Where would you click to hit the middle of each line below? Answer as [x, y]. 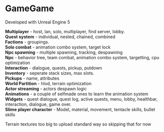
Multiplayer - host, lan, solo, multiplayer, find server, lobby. [65, 31]
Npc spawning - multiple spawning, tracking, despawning [64, 52]
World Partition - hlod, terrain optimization [48, 83]
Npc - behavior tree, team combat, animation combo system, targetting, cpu [82, 57]
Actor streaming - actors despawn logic [46, 88]
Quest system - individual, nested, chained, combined [60, 37]
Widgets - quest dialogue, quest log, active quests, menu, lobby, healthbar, [82, 99]
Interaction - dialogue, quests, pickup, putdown [54, 68]
